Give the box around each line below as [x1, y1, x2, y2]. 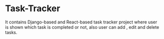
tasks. [5, 29, 18, 35]
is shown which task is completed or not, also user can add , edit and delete [5, 24, 159, 30]
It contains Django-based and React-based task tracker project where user [5, 19, 158, 25]
